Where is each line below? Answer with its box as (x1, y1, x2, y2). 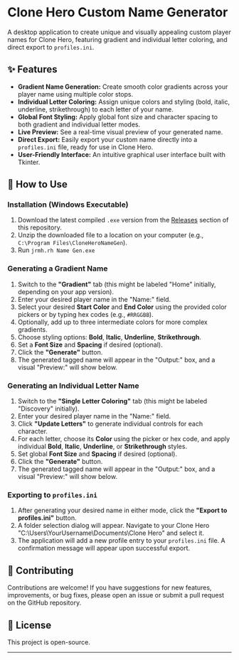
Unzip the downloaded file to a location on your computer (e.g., (17, 231, 204, 239)
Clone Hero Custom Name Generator (7, 4, 228, 21)
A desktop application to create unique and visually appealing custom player (7, 28, 231, 36)
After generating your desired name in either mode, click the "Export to (17, 506, 228, 515)
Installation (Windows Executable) (7, 200, 129, 210)
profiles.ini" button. (17, 514, 77, 522)
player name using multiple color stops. (17, 90, 134, 98)
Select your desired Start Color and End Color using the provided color (17, 303, 228, 311)
